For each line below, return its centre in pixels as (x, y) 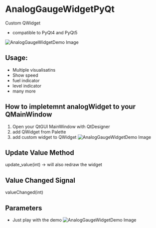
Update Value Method (40, 153)
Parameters (24, 208)
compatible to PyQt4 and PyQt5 (45, 32)
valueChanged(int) (24, 192)
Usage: (17, 58)
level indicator (27, 86)
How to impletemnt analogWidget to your (71, 107)
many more (24, 91)
